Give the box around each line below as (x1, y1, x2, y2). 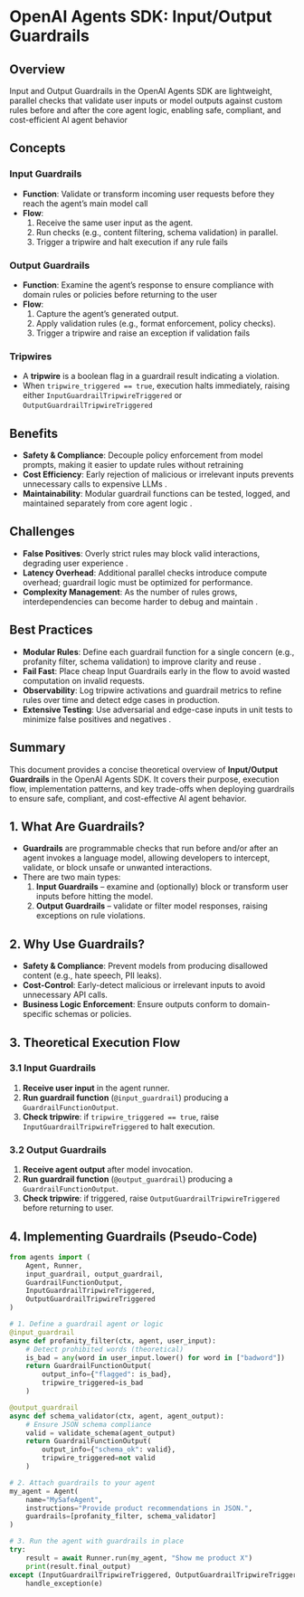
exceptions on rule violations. (35, 910, 147, 921)
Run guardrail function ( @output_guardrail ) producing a (22, 1174, 233, 1184)
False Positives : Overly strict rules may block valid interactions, (22, 547, 261, 558)
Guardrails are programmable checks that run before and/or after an (22, 843, 279, 854)
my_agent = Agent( (9, 1487, 79, 1496)
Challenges (9, 524, 75, 539)
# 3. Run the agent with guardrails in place (9, 1536, 184, 1546)
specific (22, 1009, 52, 1020)
